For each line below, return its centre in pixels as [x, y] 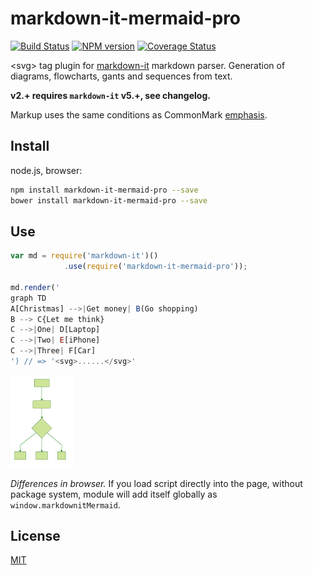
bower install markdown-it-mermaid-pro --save [109, 200]
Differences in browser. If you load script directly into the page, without [156, 483]
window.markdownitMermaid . [65, 504]
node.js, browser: [46, 170]
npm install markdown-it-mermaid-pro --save [104, 190]
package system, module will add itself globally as [114, 494]
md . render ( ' [35, 287]
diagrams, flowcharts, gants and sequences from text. [121, 76]
